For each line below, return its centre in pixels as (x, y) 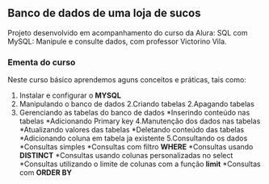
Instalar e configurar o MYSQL (70, 95)
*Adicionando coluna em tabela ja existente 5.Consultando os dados (133, 138)
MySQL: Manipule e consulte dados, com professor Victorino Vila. (117, 41)
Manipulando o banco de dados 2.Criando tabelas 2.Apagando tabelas (137, 104)
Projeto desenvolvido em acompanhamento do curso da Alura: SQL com (128, 32)
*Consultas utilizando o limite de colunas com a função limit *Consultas (140, 164)
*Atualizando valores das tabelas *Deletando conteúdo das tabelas (132, 130)
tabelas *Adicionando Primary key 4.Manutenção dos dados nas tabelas (140, 121)
